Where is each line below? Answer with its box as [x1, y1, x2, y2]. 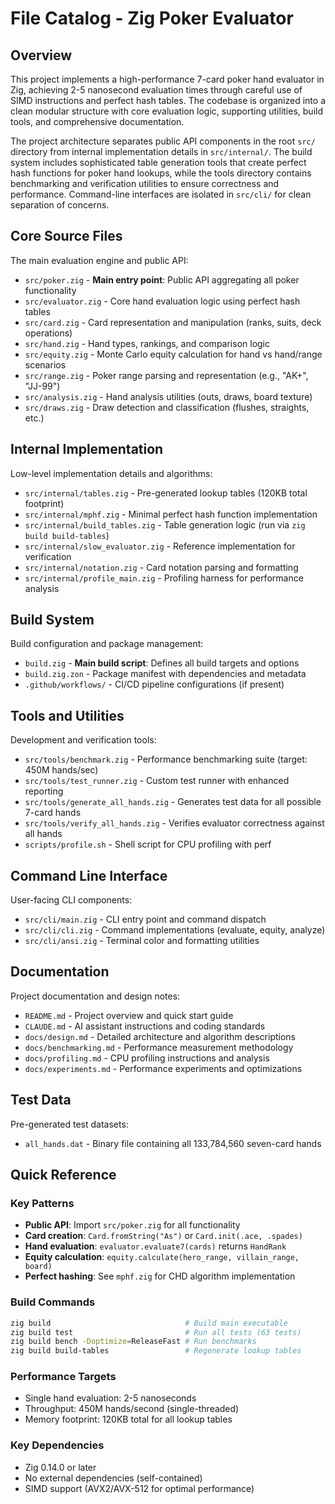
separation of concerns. [10, 199, 110, 211]
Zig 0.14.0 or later [24, 1461, 97, 1473]
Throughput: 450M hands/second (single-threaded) [24, 1403, 240, 1415]
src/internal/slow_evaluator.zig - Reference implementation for [24, 540, 296, 552]
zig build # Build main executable [10, 1318, 288, 1328]
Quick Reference [10, 1167, 117, 1184]
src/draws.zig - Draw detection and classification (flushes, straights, [24, 401, 310, 413]
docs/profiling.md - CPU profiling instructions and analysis [24, 1052, 270, 1064]
